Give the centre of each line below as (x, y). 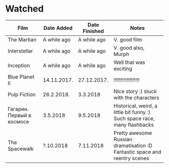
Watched (24, 9)
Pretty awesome (133, 133)
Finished (93, 31)
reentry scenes (131, 158)
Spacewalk (21, 148)
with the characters (136, 97)
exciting (123, 69)
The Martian (22, 39)
